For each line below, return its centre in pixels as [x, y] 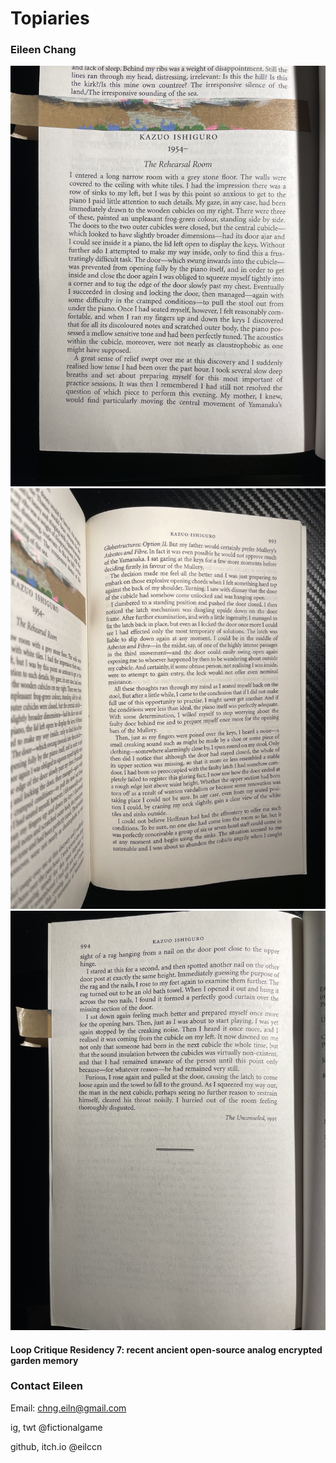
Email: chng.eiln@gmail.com [68, 1408]
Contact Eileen [46, 1386]
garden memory [44, 1360]
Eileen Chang [43, 50]
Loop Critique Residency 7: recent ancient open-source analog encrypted [166, 1349]
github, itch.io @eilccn [56, 1446]
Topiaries [50, 18]
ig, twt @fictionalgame [56, 1427]
